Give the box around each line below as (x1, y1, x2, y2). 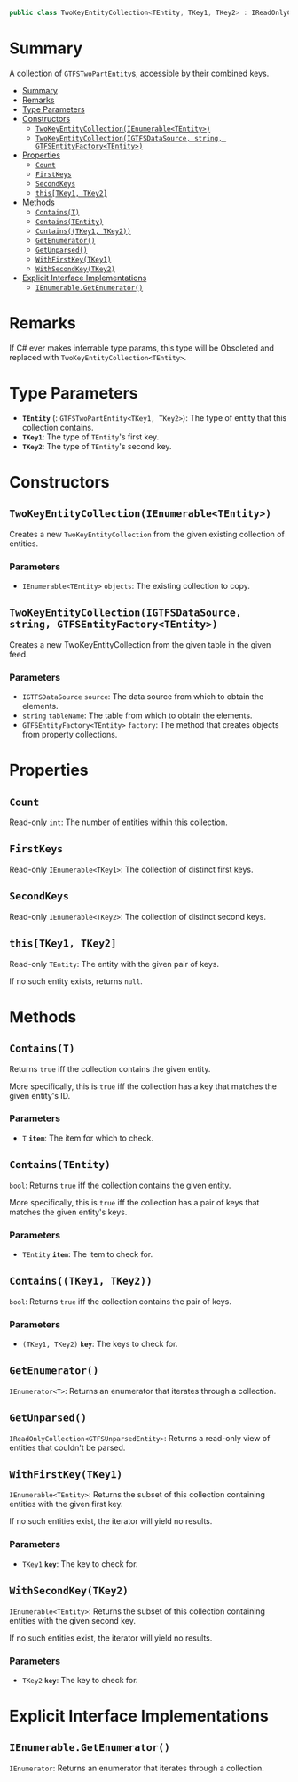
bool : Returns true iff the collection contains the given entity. (9, 1180, 231, 1190)
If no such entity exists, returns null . (9, 975, 144, 987)
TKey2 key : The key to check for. (21, 1674, 138, 1685)
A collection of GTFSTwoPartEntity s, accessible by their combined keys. (9, 68, 270, 78)
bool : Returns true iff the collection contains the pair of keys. (9, 1295, 232, 1307)
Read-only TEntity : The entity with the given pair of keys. (9, 958, 220, 969)
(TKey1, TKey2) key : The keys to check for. (21, 1339, 178, 1350)
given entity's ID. (9, 1090, 71, 1101)
